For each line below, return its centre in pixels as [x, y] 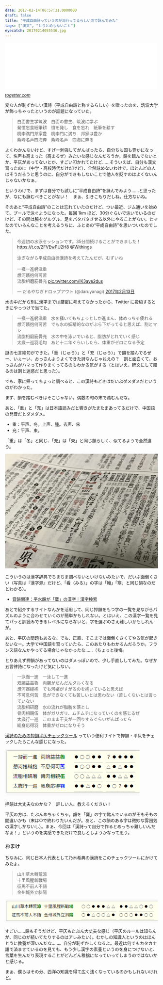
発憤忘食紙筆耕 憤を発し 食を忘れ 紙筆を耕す [66, 128]
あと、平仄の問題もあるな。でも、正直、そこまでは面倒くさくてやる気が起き [81, 638]
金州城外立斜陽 [32, 892]
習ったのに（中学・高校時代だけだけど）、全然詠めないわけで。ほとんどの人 [81, 168]
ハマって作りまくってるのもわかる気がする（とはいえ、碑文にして [88, 365]
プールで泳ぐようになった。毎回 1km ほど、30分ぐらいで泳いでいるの [82, 213]
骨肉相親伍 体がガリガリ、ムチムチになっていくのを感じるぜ [78, 713]
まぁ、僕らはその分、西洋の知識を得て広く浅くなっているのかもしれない [77, 972]
